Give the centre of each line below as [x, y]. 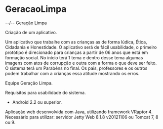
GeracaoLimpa [36, 9]
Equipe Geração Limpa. [29, 83]
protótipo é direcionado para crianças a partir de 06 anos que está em [77, 52]
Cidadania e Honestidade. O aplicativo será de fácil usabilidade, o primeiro [81, 47]
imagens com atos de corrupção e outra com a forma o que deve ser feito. [81, 63]
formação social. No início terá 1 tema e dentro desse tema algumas [74, 57]
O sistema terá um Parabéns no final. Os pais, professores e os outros [76, 68]
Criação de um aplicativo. [31, 32]
